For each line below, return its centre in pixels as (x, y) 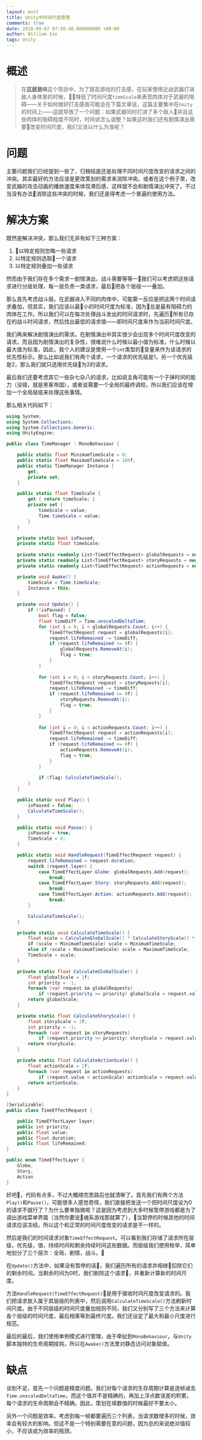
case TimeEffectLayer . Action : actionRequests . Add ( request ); (115, 894)
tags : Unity (21, 40)
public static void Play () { (54, 800)
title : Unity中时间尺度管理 (38, 17)
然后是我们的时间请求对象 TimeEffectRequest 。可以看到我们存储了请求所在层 (100, 1237)
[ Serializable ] (25, 1105)
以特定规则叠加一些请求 (44, 266)
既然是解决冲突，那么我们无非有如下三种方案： (64, 238)
